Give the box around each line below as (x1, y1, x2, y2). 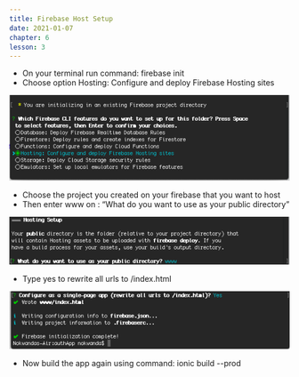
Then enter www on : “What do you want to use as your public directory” (21, 198, 290, 209)
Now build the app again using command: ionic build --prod (21, 357, 242, 368)
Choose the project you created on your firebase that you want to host (21, 189, 281, 200)
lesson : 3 (9, 43, 46, 52)
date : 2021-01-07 (9, 23, 74, 33)
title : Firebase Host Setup (9, 14, 114, 23)
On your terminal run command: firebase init (21, 68, 185, 79)
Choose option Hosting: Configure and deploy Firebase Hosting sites (21, 77, 275, 88)
